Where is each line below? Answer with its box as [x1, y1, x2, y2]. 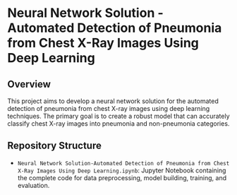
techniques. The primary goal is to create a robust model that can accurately [7, 112, 231, 120]
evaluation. [17, 181, 50, 189]
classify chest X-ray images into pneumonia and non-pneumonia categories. [7, 119, 230, 128]
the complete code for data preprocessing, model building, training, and [17, 173, 227, 182]
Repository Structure [7, 140, 102, 152]
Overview [7, 78, 51, 90]
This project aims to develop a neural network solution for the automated [7, 97, 219, 105]
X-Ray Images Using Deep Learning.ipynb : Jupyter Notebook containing [17, 166, 226, 175]
